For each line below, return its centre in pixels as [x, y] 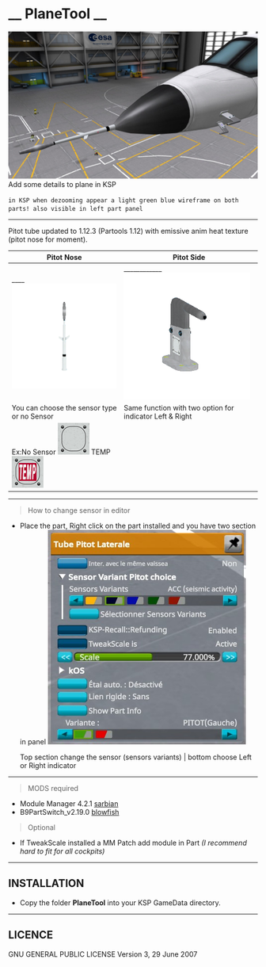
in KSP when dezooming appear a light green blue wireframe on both [123, 201]
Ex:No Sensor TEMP [61, 452]
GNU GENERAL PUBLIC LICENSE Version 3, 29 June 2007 [103, 954]
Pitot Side [189, 257]
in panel [32, 741]
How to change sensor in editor [79, 510]
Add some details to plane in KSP [63, 185]
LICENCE [31, 935]
